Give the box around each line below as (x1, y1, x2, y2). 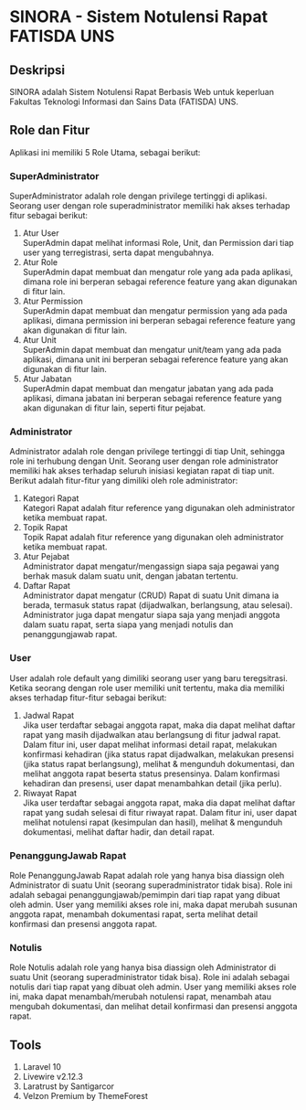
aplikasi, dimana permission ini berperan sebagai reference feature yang (22, 315, 296, 326)
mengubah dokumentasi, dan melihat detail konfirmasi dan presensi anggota (9, 1001, 298, 1012)
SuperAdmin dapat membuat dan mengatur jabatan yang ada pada (22, 383, 274, 394)
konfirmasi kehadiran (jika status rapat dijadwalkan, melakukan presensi (22, 748, 294, 760)
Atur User (22, 228, 59, 239)
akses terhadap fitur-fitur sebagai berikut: (9, 692, 167, 703)
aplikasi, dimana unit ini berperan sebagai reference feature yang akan (22, 354, 289, 365)
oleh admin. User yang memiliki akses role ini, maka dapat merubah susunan (9, 899, 298, 910)
